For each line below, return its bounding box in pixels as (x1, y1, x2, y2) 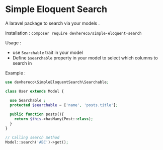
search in (12, 60, 32, 66)
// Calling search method (5, 135, 59, 140)
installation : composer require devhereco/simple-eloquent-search (5, 30, 142, 36)
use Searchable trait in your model (12, 49, 83, 55)
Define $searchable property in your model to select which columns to (12, 54, 158, 61)
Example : (5, 69, 26, 76)
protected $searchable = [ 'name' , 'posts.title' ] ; (10, 102, 118, 108)
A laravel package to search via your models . (5, 20, 100, 26)
